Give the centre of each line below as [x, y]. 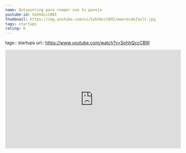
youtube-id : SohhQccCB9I [31, 15]
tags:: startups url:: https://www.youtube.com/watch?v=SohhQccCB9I [77, 43]
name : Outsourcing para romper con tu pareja [53, 10]
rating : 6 [16, 29]
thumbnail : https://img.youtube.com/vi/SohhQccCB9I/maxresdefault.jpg [80, 19]
